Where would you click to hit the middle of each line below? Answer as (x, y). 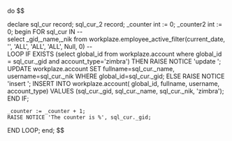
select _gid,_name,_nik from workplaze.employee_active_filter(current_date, (116, 39)
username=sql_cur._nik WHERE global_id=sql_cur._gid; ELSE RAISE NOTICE (116, 76)
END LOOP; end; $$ (36, 130)
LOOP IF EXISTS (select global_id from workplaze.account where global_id (115, 54)
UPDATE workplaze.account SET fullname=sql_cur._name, (91, 69)
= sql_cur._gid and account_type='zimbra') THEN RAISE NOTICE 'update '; (114, 61)
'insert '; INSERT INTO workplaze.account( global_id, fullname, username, (114, 83)
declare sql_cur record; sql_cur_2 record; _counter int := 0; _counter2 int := (115, 24)
